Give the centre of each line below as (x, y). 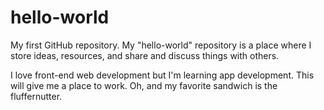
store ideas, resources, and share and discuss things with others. (145, 55)
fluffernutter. (36, 96)
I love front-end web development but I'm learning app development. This (162, 75)
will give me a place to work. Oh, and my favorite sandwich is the (144, 85)
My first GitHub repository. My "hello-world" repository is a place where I (161, 45)
